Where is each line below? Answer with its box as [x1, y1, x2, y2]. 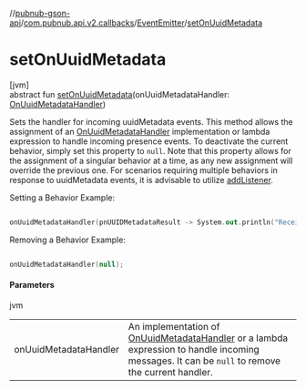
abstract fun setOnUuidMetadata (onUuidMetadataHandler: [9, 88, 230, 99]
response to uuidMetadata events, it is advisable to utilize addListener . [9, 174, 273, 185]
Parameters [9, 280, 55, 291]
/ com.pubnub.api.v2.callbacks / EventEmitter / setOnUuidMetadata [20, 17, 263, 28]
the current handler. [127, 365, 214, 378]
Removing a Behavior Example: [9, 234, 126, 245]
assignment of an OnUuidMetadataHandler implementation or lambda [9, 126, 270, 137]
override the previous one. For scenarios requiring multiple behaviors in [9, 164, 278, 176]
